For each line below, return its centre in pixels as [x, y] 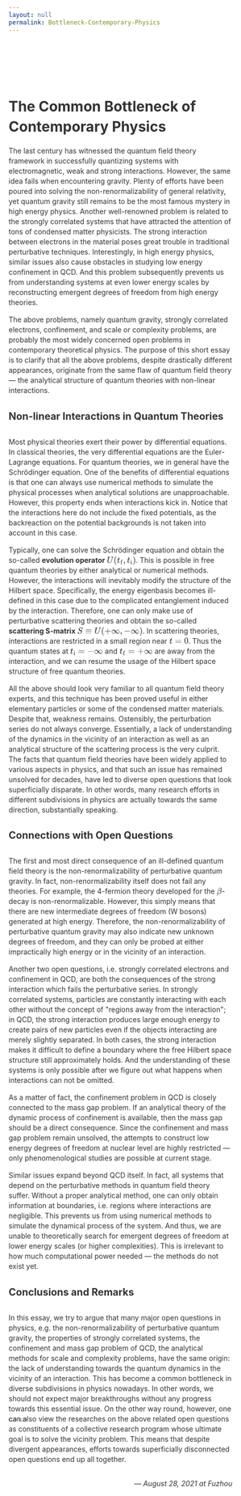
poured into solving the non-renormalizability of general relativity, [117, 192]
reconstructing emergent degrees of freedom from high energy [113, 293]
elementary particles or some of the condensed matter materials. [116, 708]
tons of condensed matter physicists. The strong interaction [108, 232]
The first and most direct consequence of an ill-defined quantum [116, 861]
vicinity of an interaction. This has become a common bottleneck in [120, 1378]
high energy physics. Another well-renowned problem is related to [118, 212]
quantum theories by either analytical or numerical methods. [108, 570]
